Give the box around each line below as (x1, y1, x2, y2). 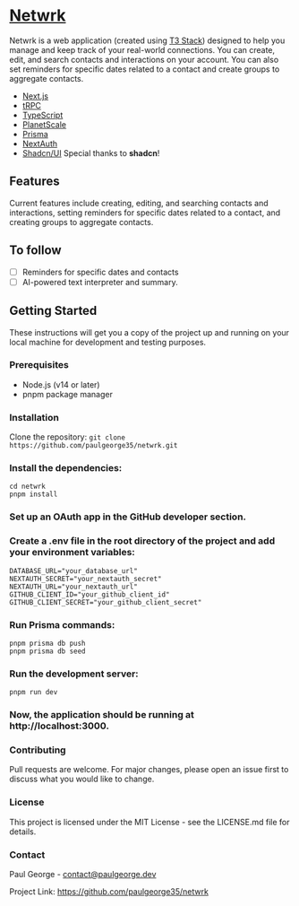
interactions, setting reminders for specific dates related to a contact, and (9, 207, 281, 218)
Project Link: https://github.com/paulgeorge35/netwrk (9, 886, 209, 897)
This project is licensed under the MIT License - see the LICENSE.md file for (9, 816, 290, 827)
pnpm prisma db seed (9, 647, 87, 656)
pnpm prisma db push (9, 639, 87, 648)
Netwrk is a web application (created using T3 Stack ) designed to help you (9, 35, 286, 46)
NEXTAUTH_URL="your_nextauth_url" (9, 582, 139, 591)
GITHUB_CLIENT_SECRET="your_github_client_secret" (9, 597, 202, 606)
